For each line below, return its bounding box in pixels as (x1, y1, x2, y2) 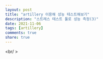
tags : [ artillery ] (5, 26, 43, 31)
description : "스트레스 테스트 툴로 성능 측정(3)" (5, 16, 99, 21)
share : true (5, 35, 30, 40)
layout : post (5, 7, 32, 12)
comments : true (5, 30, 37, 35)
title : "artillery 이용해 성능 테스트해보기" (5, 12, 90, 17)
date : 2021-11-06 (5, 21, 41, 26)
